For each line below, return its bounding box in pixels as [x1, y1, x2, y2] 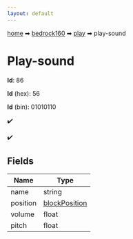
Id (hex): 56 [7, 89, 40, 97]
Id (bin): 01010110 [7, 103, 57, 111]
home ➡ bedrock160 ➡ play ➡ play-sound [7, 29, 126, 37]
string [43, 187, 62, 197]
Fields [7, 155, 34, 167]
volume [10, 209, 34, 219]
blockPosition [43, 198, 88, 208]
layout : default [7, 10, 54, 17]
